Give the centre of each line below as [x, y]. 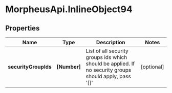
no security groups [109, 70]
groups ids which [106, 57]
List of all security [107, 51]
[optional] [152, 67]
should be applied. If [110, 64]
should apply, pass [109, 76]
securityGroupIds [30, 67]
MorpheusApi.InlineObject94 [69, 9]
